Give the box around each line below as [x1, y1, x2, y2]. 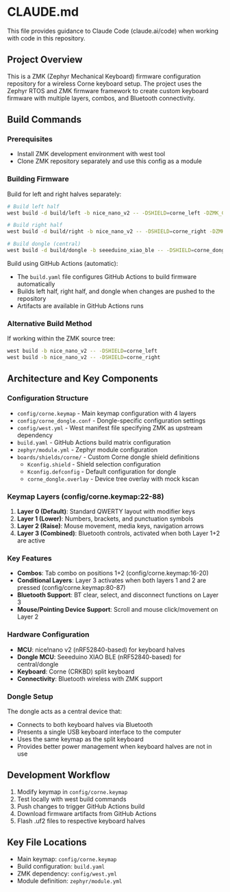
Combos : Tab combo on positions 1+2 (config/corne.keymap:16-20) [16, 569, 209, 578]
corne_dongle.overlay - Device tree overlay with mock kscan [27, 474, 199, 483]
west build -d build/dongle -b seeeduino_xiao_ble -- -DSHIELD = [7, 247, 194, 254]
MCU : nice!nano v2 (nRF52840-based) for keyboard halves [16, 645, 186, 654]
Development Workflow [7, 769, 111, 781]
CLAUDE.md [7, 4, 79, 20]
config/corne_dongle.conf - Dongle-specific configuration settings [16, 416, 206, 425]
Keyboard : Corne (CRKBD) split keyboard [16, 667, 135, 676]
